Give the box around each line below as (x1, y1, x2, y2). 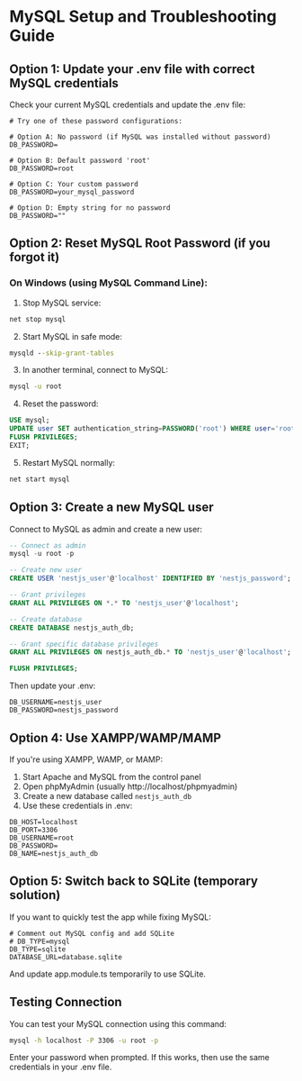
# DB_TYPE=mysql (9, 937, 70, 946)
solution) (9, 887, 61, 903)
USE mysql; (9, 416, 50, 425)
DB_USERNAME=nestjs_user (9, 698, 102, 707)
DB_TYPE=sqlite (9, 944, 67, 954)
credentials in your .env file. (9, 1061, 112, 1073)
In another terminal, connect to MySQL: (22, 365, 169, 376)
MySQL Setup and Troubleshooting (9, 6, 277, 27)
